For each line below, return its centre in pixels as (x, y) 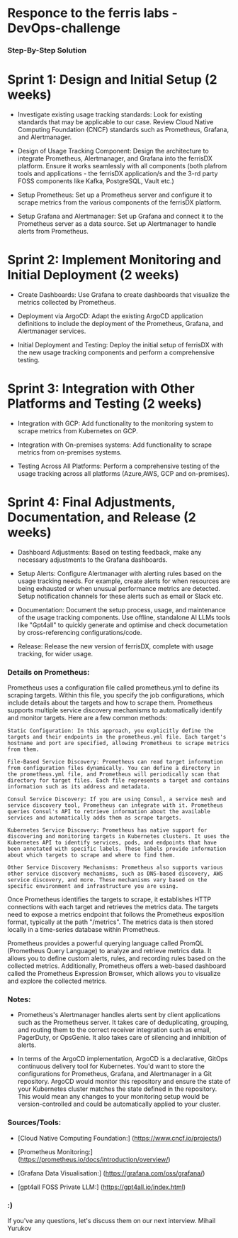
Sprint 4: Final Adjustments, (91, 503)
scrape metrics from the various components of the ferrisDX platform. (119, 202)
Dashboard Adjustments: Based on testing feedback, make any (109, 552)
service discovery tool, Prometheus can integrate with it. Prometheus (115, 805)
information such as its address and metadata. (79, 787)
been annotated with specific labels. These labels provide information (117, 849)
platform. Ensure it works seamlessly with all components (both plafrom (122, 166)
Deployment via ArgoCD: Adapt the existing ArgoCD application (110, 316)
